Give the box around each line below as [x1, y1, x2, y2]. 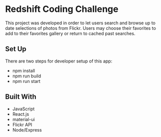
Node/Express [12, 127, 42, 133]
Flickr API [12, 122, 32, 128]
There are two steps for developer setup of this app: [5, 58, 113, 64]
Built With [5, 93, 36, 101]
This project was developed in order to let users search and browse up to [5, 20, 156, 26]
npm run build [12, 73, 41, 79]
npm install [12, 68, 35, 73]
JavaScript [12, 106, 35, 112]
